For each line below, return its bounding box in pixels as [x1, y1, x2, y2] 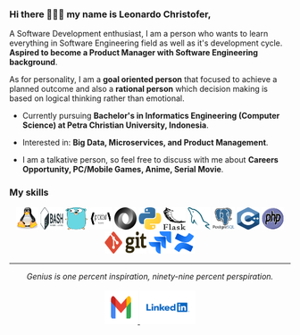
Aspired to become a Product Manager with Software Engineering [9, 47, 259, 58]
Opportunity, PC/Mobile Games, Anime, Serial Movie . [21, 164, 224, 175]
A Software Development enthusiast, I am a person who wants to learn [9, 29, 269, 39]
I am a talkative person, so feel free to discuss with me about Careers [21, 155, 279, 165]
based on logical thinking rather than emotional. [9, 93, 185, 104]
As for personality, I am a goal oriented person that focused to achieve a [9, 74, 278, 85]
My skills [9, 187, 49, 199]
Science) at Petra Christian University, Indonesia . [21, 120, 209, 130]
